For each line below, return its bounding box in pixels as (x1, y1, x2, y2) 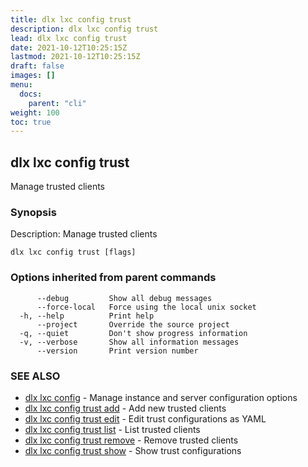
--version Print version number (36, 346, 199, 356)
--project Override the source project (36, 319, 230, 330)
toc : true (10, 117, 52, 127)
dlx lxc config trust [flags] (10, 247, 137, 258)
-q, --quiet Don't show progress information (19, 328, 248, 338)
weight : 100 (10, 107, 60, 118)
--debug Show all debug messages (36, 293, 213, 303)
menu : (10, 80, 33, 90)
